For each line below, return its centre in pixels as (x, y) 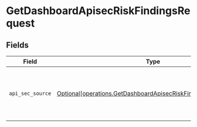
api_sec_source (30, 93)
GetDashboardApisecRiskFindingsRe (98, 11)
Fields (18, 45)
